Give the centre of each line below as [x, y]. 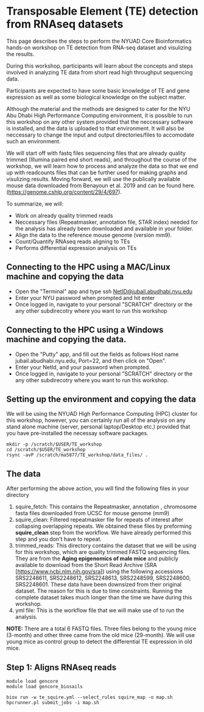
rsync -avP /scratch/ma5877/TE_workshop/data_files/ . [77, 455]
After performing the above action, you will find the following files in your [98, 488]
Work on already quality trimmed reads [64, 215]
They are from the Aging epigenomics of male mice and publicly [97, 558]
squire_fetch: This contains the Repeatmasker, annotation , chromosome [106, 507]
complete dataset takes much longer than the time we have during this [104, 597]
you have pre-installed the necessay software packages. [77, 433]
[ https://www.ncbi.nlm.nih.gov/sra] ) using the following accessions [99, 572]
